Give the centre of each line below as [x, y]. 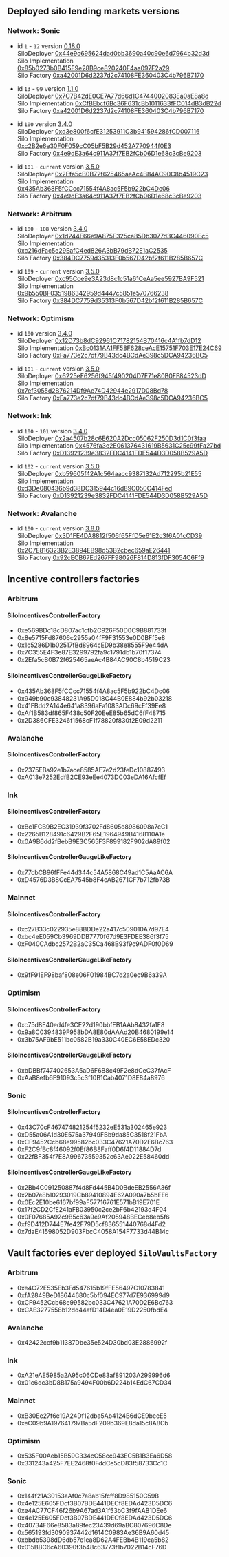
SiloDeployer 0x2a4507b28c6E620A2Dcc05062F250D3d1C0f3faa [111, 438]
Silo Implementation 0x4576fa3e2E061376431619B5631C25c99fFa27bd [119, 445]
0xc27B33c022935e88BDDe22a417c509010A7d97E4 [93, 929]
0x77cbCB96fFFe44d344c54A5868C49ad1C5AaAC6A [95, 873]
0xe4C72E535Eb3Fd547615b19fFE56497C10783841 [91, 1288]
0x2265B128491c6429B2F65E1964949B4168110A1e [91, 834]
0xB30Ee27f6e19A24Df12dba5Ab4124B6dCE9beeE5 [92, 1416]
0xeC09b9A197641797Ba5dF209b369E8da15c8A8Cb [92, 1423]
